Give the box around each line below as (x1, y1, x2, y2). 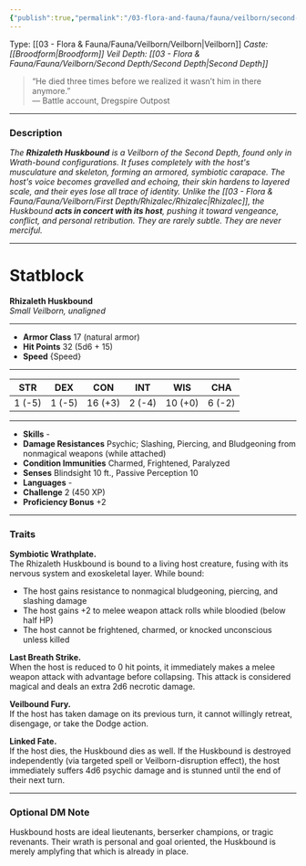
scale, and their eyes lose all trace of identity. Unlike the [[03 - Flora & (9, 185, 273, 196)
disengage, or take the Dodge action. (9, 718, 148, 729)
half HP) (22, 615, 54, 626)
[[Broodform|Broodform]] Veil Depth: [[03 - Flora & (9, 48, 200, 59)
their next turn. (9, 775, 66, 786)
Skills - (22, 428, 50, 439)
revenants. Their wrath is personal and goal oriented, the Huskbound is (9, 837, 276, 848)
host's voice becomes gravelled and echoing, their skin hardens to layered (9, 175, 290, 187)
